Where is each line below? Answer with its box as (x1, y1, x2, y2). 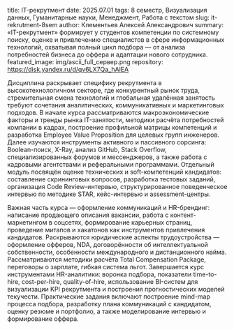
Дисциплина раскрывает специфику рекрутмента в (7, 79, 162, 87)
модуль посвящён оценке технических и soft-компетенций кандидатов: (7, 167, 222, 176)
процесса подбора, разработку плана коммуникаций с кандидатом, (7, 300, 212, 308)
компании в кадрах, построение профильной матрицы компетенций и (7, 123, 217, 131)
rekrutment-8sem (7, 21, 58, 29)
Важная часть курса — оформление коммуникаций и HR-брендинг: (7, 204, 210, 211)
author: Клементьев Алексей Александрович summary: (59, 21, 224, 29)
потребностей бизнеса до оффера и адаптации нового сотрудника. (7, 50, 208, 59)
